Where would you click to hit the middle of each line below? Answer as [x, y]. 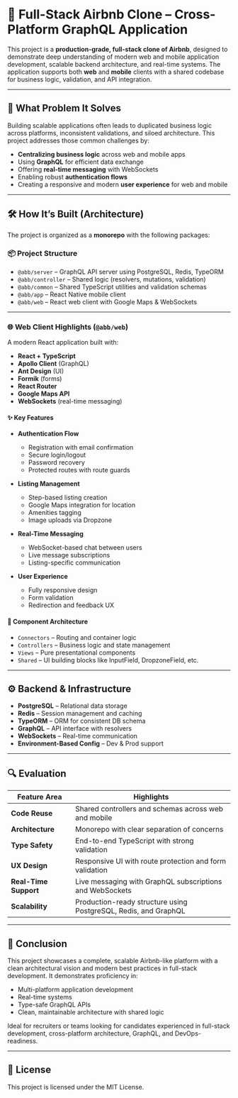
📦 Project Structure [42, 253]
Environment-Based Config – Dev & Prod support [91, 743]
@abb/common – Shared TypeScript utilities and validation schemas [112, 287]
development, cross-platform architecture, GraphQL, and [90, 1033]
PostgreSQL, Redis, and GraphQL [130, 911]
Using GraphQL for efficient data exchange [80, 162]
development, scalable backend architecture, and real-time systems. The [114, 64]
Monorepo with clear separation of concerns [149, 829]
